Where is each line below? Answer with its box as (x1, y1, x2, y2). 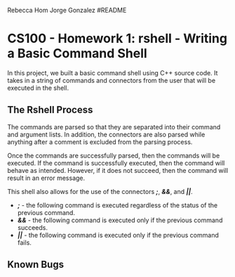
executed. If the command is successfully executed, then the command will (7, 158, 225, 167)
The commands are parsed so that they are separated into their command (7, 122, 221, 131)
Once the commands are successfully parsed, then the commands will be (7, 151, 220, 160)
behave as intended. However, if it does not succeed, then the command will (7, 166, 229, 174)
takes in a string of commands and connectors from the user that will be (7, 76, 216, 84)
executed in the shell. (7, 84, 69, 92)
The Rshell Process (7, 104, 93, 116)
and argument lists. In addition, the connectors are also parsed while (7, 130, 206, 138)
